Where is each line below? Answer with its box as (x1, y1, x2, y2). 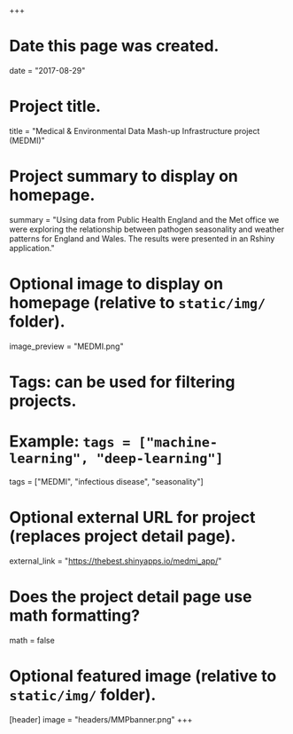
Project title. (9, 97, 102, 116)
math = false (9, 635, 55, 645)
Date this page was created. (9, 36, 220, 56)
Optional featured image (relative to (9, 666, 277, 686)
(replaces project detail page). (9, 526, 236, 547)
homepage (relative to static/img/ (9, 293, 266, 312)
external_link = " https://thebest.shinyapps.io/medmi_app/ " (9, 556, 222, 566)
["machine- (138, 434, 219, 451)
